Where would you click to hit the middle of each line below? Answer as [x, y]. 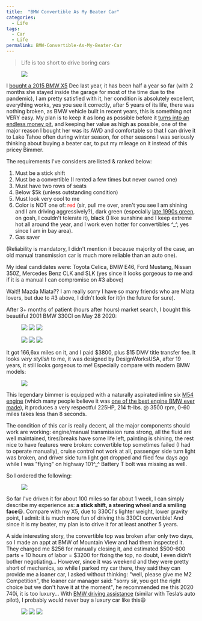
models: [16, 371]
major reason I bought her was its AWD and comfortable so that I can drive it [101, 130]
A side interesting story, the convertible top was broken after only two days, [100, 536]
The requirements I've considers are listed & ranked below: [79, 161]
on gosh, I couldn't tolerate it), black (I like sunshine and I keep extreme [103, 218]
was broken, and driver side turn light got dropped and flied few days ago [97, 457]
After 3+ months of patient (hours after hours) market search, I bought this [99, 309]
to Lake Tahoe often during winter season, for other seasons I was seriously [100, 137]
